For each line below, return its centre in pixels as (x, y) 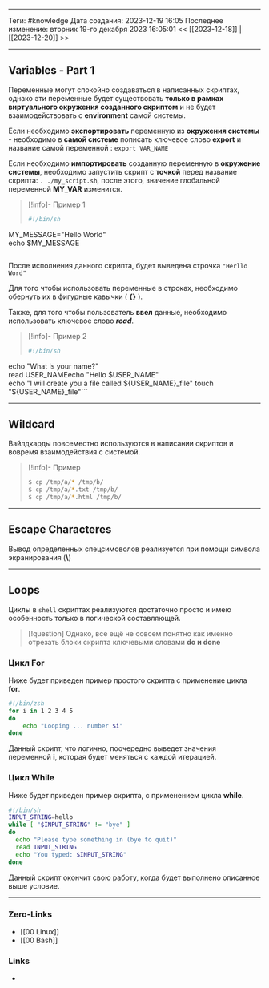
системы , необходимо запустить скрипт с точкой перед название (123, 171)
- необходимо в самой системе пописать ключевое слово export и (125, 139)
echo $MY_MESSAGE (44, 243)
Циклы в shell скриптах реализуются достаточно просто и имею (120, 609)
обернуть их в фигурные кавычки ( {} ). (75, 296)
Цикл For (26, 663)
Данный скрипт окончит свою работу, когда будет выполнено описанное (134, 877)
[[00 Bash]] (39, 940)
